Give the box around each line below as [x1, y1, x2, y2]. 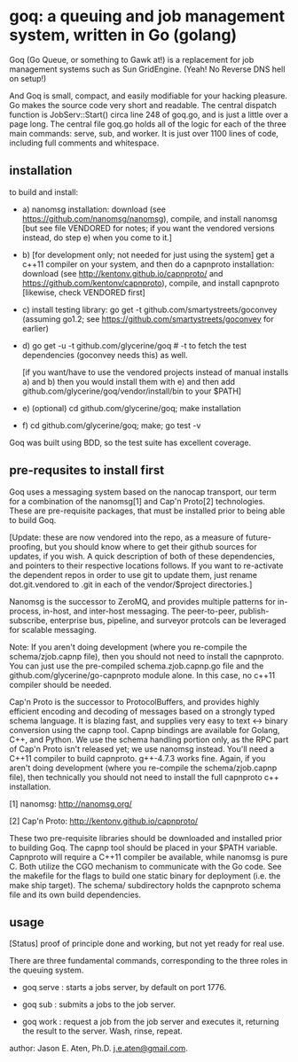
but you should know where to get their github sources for [43, 541, 257, 551]
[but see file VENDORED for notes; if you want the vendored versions [21, 223, 275, 233]
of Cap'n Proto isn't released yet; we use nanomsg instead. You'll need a [9, 743, 275, 754]
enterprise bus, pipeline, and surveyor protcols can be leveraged [50, 614, 286, 626]
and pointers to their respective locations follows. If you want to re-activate [9, 560, 284, 571]
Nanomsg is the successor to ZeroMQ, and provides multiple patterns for [9, 596, 277, 606]
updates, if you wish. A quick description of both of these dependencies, [9, 551, 275, 561]
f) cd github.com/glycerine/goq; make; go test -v [21, 419, 201, 431]
